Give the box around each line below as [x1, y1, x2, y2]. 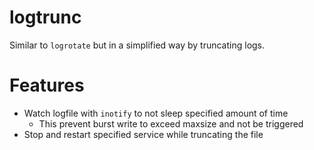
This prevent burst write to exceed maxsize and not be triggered [38, 117, 304, 130]
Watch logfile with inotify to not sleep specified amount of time [23, 107, 289, 119]
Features [9, 74, 85, 97]
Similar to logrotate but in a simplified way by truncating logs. [9, 39, 266, 51]
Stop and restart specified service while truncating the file [23, 128, 264, 140]
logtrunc [9, 6, 82, 29]
